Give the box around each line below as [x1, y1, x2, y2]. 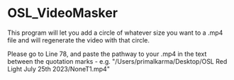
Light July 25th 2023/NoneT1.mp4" [7, 64, 110, 73]
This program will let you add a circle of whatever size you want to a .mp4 [7, 28, 223, 37]
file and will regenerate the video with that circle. [7, 35, 150, 44]
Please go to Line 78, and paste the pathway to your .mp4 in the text [7, 50, 207, 58]
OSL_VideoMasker [7, 5, 118, 21]
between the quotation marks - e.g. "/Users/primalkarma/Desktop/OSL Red [7, 57, 228, 65]
